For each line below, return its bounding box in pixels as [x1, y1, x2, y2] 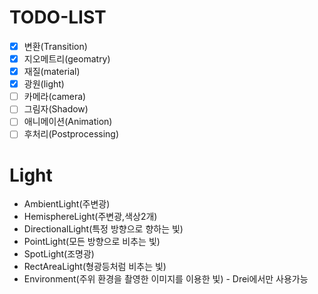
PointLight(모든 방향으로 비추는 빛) [23, 236, 161, 248]
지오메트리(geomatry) [23, 53, 111, 65]
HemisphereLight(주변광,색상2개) [23, 211, 158, 223]
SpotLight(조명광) [23, 248, 95, 260]
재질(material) [23, 66, 81, 78]
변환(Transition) [23, 40, 88, 52]
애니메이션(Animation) [23, 116, 113, 128]
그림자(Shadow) [23, 103, 89, 115]
